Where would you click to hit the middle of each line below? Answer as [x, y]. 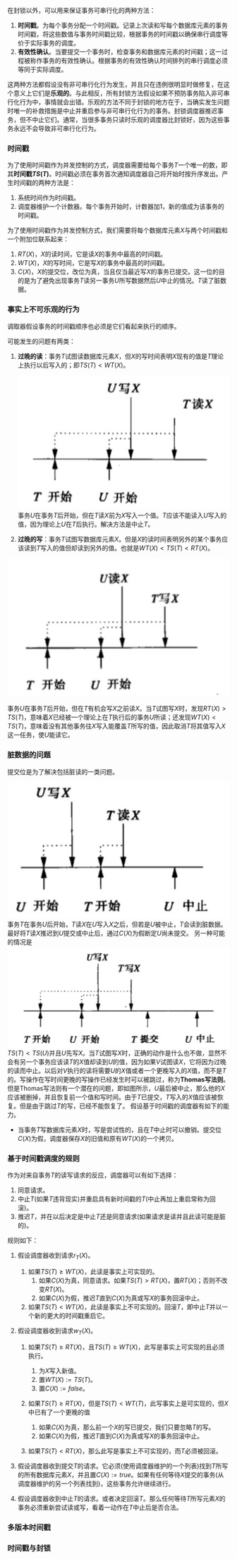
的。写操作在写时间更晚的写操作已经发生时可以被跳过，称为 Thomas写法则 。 [119, 1079]
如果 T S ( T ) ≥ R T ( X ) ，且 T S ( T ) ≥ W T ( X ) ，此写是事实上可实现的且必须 [126, 1347]
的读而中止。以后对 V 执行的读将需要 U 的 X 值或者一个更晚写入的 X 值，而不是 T [117, 1070]
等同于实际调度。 [42, 69]
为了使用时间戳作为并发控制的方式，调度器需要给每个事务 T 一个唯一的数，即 [117, 165]
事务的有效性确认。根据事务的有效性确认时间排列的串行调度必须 [135, 61]
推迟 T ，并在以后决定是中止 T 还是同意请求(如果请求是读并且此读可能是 [119, 1217]
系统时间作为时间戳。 [48, 198]
